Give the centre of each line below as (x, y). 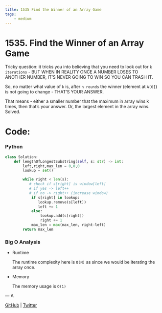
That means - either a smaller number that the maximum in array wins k (77, 101)
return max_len (38, 229)
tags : (11, 14)
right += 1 (51, 221)
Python (14, 147)
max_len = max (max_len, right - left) (69, 225)
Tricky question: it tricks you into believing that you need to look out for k (79, 67)
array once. (24, 268)
